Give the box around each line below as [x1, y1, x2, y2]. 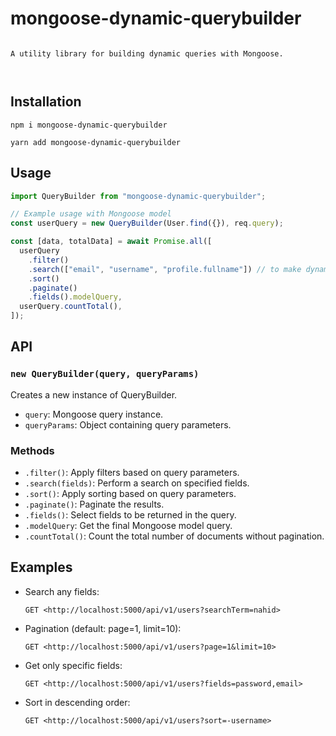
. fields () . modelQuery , [28, 292, 123, 302]
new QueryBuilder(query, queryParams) [10, 368, 200, 380]
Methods [10, 443, 55, 457]
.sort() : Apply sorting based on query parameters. [24, 488, 237, 500]
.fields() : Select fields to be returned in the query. [24, 509, 237, 521]
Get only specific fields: [24, 659, 123, 671]
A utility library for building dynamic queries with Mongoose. [10, 48, 284, 59]
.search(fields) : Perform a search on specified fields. [24, 477, 250, 489]
